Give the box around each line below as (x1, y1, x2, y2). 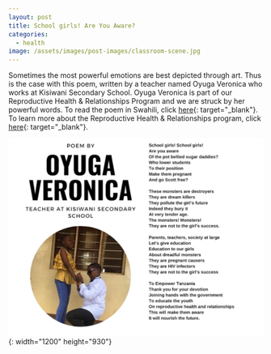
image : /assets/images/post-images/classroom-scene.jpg (8, 47, 201, 56)
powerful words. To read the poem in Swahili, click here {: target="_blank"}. (8, 105, 259, 115)
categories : (8, 30, 49, 38)
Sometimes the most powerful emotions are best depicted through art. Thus (8, 70, 261, 80)
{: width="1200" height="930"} (8, 337, 112, 347)
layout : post (8, 13, 53, 21)
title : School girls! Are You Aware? (8, 21, 136, 30)
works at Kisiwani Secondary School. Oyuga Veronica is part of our (8, 87, 233, 97)
